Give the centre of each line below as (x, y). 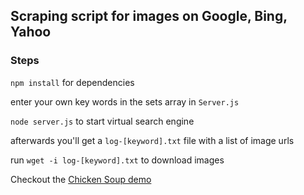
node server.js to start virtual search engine (102, 121)
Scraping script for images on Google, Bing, (149, 16)
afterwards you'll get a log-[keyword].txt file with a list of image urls (152, 140)
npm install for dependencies (72, 82)
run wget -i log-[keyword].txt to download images (117, 160)
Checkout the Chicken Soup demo (81, 179)
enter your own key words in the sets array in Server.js (125, 101)
